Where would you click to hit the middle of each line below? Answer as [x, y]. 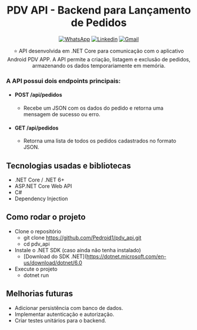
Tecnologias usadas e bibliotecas [69, 166]
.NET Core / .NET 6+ [39, 180]
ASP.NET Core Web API [43, 186]
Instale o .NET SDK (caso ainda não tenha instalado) [78, 250]
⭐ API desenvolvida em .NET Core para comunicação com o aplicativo [99, 51]
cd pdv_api [36, 244]
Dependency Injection [41, 199]
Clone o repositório [38, 231]
